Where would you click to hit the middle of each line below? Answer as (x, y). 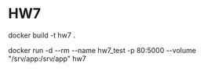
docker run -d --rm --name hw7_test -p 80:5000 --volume (102, 50)
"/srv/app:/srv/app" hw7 (47, 59)
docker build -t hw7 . (42, 35)
